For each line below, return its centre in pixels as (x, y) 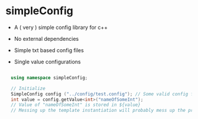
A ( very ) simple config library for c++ (61, 27)
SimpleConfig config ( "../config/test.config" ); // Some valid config (100, 94)
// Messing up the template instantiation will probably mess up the (98, 111)
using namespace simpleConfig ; (49, 78)
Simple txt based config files (49, 50)
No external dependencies (46, 38)
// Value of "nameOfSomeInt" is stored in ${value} (76, 105)
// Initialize (28, 88)
